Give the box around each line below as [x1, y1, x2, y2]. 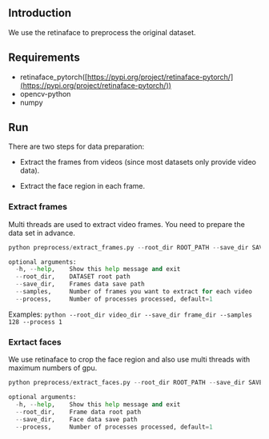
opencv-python [19, 89, 71, 98]
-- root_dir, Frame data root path [15, 408, 142, 416]
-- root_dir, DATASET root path [15, 273, 130, 281]
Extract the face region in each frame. [19, 182, 146, 191]
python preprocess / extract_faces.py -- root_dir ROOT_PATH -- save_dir [8, 379, 246, 387]
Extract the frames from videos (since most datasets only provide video [19, 158, 256, 167]
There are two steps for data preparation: [8, 142, 145, 151]
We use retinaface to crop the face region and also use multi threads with [8, 355, 251, 365]
